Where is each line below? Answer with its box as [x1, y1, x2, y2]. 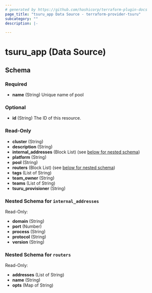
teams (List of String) [12, 180, 56, 186]
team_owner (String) [12, 175, 55, 181]
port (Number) [12, 223, 42, 229]
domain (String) [12, 218, 44, 224]
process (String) [12, 228, 46, 234]
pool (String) [12, 159, 38, 165]
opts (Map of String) [12, 282, 54, 288]
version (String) [12, 239, 45, 245]
